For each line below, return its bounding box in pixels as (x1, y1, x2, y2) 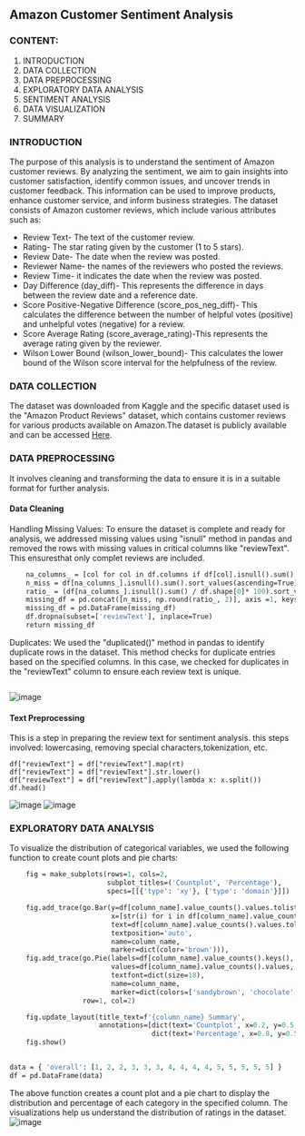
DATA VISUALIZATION (22, 104, 106, 114)
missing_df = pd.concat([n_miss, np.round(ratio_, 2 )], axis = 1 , (25, 595, 279, 605)
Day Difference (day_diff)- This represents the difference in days (22, 280, 264, 291)
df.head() (9, 784, 47, 793)
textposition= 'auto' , (110, 928, 193, 938)
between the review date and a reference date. (22, 290, 198, 301)
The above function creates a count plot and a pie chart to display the (9, 1087, 271, 1098)
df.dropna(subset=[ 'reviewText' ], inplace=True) (25, 612, 213, 621)
